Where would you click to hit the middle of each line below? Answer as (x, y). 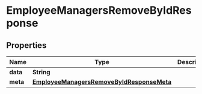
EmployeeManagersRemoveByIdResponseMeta (102, 82)
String (41, 72)
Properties (26, 45)
